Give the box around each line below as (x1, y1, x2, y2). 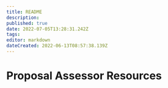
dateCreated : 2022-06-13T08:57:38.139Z (6, 43, 108, 49)
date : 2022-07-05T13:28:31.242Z (6, 25, 89, 32)
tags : (6, 32, 20, 38)
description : (6, 15, 40, 21)
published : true (6, 20, 48, 26)
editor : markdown (6, 37, 51, 43)
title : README (6, 8, 43, 15)
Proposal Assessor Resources (6, 69, 162, 83)
